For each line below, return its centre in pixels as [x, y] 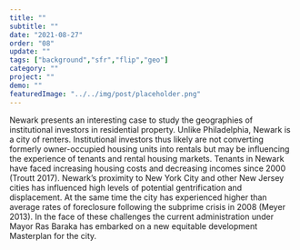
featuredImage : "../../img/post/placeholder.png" [105, 94]
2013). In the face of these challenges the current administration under [142, 216]
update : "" [30, 52]
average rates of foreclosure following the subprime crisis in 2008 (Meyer [148, 206]
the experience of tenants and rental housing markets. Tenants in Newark [147, 158]
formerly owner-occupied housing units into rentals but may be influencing [150, 149]
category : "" [34, 69]
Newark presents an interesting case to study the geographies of [131, 120]
